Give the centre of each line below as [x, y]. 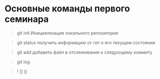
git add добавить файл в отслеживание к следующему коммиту [84, 52]
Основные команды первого [67, 9]
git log [23, 62]
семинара [27, 19]
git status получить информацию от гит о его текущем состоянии [86, 42]
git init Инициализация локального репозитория [68, 33]
